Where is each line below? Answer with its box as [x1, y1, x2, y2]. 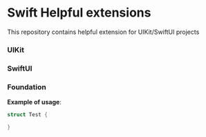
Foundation [7, 82, 46, 91]
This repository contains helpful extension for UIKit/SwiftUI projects [7, 28, 200, 36]
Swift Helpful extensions [7, 5, 151, 21]
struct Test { [7, 111, 48, 118]
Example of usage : [7, 98, 62, 107]
